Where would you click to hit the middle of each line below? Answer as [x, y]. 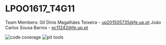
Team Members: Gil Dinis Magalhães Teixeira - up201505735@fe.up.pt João [83, 22]
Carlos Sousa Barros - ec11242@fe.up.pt [47, 27]
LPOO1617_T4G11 [40, 9]
